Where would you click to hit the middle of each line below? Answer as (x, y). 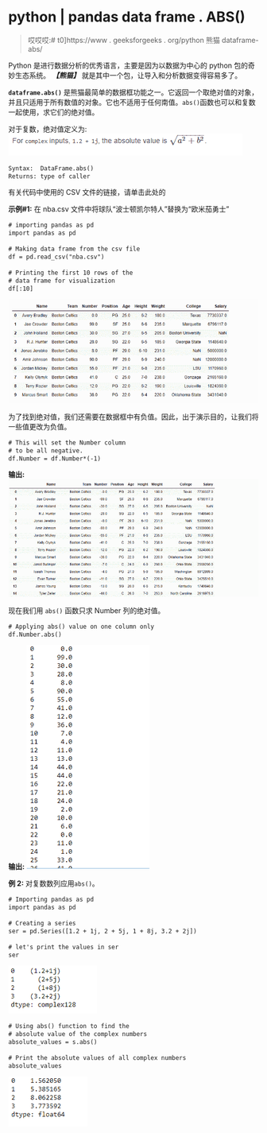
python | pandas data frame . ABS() (127, 17)
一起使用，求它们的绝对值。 (54, 112)
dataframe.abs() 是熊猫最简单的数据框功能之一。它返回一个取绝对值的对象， (133, 92)
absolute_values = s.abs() (53, 1042)
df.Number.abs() (35, 634)
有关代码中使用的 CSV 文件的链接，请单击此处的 (87, 192)
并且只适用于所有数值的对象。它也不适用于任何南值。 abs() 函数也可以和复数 (132, 102)
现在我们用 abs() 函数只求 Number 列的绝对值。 (87, 610)
